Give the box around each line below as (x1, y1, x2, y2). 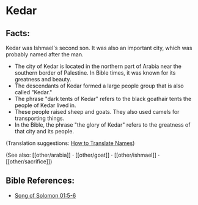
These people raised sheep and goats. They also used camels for (14, 108, 180, 115)
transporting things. (14, 114, 65, 122)
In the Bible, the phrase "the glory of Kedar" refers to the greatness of (14, 121, 191, 129)
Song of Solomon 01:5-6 (14, 192, 76, 199)
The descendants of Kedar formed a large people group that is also (14, 82, 184, 89)
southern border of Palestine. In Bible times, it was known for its (14, 69, 176, 76)
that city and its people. (14, 128, 75, 135)
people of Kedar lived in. (14, 102, 76, 109)
